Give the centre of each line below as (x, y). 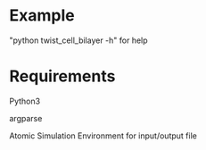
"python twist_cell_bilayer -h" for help (79, 40)
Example (42, 16)
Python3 (25, 101)
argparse (26, 118)
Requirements (62, 76)
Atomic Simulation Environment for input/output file (103, 136)
